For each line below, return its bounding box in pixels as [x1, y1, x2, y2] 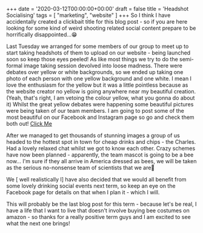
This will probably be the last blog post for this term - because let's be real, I [6, 200, 197, 208]
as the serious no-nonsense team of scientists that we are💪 [6, 164, 155, 171]
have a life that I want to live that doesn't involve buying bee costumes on [6, 207, 190, 214]
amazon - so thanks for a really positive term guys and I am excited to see [6, 214, 191, 220]
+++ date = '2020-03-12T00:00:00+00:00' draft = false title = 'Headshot [6, 5, 189, 12]
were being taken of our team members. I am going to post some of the [6, 107, 185, 114]
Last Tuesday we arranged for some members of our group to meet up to [6, 42, 189, 50]
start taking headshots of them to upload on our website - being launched [6, 49, 191, 56]
